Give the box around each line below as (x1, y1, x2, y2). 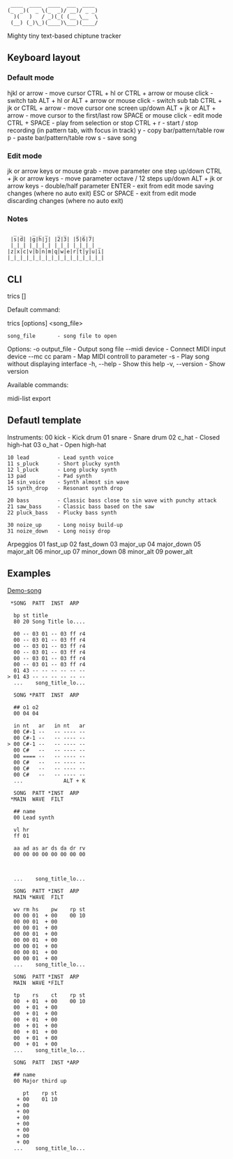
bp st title (13, 612, 49, 619)
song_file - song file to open (7, 332, 117, 340)
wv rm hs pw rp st (13, 906, 86, 913)
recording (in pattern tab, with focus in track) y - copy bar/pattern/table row (7, 126, 225, 134)
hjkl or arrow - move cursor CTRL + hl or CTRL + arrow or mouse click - (7, 89, 213, 97)
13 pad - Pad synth (7, 472, 92, 479)
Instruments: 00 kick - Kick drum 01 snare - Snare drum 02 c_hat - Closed (7, 433, 220, 442)
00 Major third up (13, 1077, 68, 1084)
